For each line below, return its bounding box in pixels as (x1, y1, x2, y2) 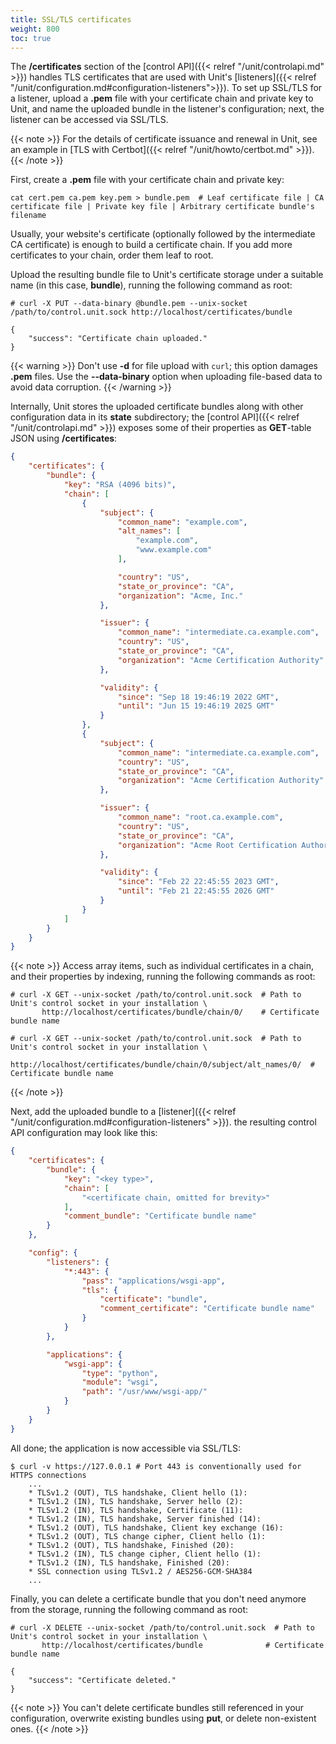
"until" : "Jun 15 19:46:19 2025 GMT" (117, 701, 275, 711)
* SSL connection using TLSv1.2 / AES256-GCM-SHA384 (28, 1566, 253, 1576)
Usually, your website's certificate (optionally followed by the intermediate (10, 228, 316, 240)
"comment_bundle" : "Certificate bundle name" (63, 1211, 257, 1221)
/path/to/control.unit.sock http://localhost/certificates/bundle (10, 307, 293, 318)
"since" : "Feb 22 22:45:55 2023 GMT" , (117, 877, 280, 887)
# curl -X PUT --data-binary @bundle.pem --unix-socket (10, 299, 248, 309)
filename (10, 211, 47, 221)
